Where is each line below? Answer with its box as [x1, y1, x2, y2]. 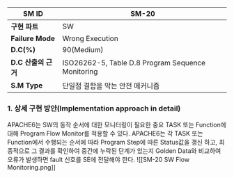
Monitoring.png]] [7, 163, 56, 172]
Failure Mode [10, 34, 56, 43]
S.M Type [10, 81, 43, 90]
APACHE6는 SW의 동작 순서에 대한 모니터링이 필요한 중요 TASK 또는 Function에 [7, 121, 226, 129]
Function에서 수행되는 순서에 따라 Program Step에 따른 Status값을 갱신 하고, [7, 138, 218, 147]
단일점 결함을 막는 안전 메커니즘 [62, 81, 160, 90]
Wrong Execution [62, 34, 118, 43]
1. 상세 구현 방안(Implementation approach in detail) [7, 104, 181, 113]
